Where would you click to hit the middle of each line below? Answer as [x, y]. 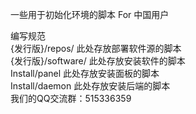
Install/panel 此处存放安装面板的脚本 [85, 73]
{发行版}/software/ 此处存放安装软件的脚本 [98, 61]
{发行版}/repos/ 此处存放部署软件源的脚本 [96, 48]
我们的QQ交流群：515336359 [71, 98]
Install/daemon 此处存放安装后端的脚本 [90, 86]
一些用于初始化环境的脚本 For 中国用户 [90, 14]
